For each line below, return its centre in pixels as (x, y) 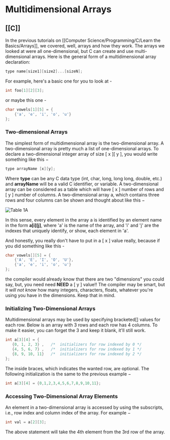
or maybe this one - (26, 100)
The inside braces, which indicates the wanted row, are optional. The (77, 368)
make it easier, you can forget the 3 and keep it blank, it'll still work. (76, 331)
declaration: (18, 62)
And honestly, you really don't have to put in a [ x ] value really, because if (82, 240)
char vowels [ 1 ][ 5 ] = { (29, 109)
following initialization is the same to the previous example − (68, 374)
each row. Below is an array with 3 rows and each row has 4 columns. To (81, 325)
